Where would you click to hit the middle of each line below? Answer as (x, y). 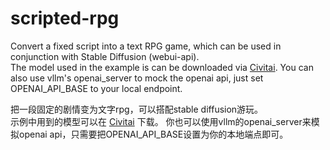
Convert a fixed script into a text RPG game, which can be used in (146, 46)
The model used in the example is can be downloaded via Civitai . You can (162, 67)
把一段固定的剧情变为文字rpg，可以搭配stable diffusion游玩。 (137, 109)
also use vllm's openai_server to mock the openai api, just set (137, 78)
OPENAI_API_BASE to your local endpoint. (96, 88)
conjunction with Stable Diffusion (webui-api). (105, 56)
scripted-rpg (65, 18)
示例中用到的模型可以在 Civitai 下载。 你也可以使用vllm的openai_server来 (161, 121)
